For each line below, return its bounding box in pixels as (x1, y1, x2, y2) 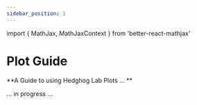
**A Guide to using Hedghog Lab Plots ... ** (6, 76, 133, 84)
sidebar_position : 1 (6, 10, 67, 17)
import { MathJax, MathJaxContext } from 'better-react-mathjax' (6, 29, 191, 37)
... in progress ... (6, 89, 53, 97)
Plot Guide (6, 53, 68, 69)
